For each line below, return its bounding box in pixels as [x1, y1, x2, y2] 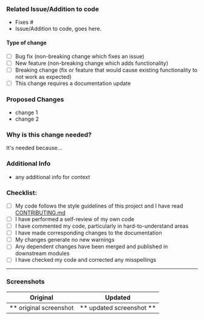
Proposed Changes [6, 95, 64, 103]
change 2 [15, 115, 39, 123]
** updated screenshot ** [80, 303, 157, 311]
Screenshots [6, 277, 45, 286]
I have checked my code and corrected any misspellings [15, 256, 157, 264]
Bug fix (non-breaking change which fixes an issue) [15, 52, 144, 60]
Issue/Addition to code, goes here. [15, 25, 102, 32]
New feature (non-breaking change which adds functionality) [15, 60, 169, 67]
